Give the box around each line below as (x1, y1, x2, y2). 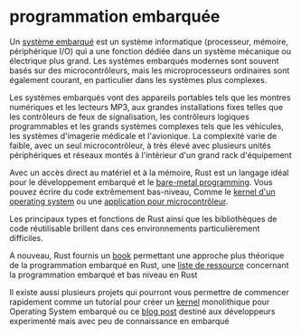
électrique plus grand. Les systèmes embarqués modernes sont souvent (9, 55, 279, 66)
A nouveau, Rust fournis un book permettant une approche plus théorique (9, 250, 285, 261)
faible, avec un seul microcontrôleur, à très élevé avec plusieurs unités (9, 140, 271, 151)
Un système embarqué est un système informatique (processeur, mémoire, (9, 36, 289, 47)
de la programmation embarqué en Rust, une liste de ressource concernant (9, 259, 289, 270)
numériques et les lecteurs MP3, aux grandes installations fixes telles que (9, 101, 283, 112)
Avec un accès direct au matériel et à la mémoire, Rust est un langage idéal (9, 167, 289, 178)
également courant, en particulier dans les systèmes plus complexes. (9, 74, 268, 85)
